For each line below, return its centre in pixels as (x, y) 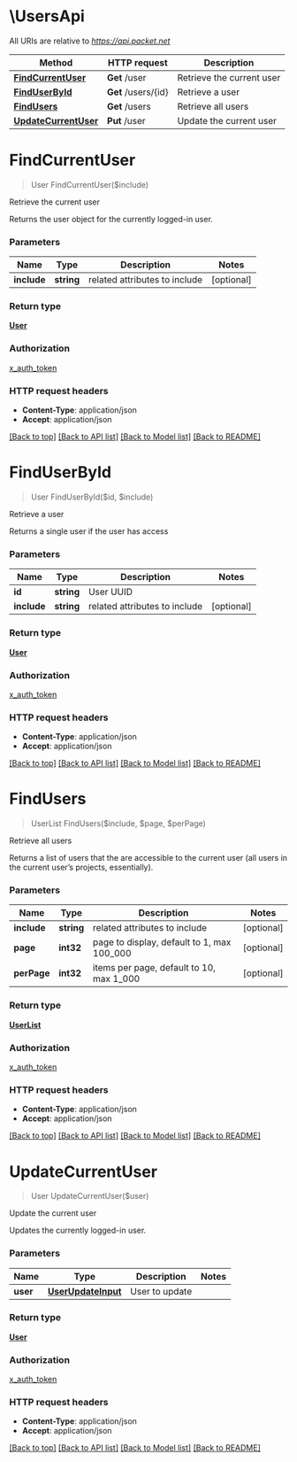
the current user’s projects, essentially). (81, 867)
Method (56, 62)
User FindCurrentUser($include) (89, 184)
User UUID (110, 592)
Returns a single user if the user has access (89, 531)
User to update (161, 1291)
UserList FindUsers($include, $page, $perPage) (118, 824)
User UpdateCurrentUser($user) (90, 1196)
